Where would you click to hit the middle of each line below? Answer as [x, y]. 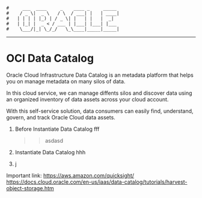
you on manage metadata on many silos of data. [66, 81]
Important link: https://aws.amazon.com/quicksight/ [70, 175]
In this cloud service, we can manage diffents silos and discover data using [99, 93]
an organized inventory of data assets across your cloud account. [87, 99]
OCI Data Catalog [50, 58]
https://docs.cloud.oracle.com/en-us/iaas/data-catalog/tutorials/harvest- [97, 182]
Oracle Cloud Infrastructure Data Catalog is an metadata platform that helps [100, 75]
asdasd [54, 140]
